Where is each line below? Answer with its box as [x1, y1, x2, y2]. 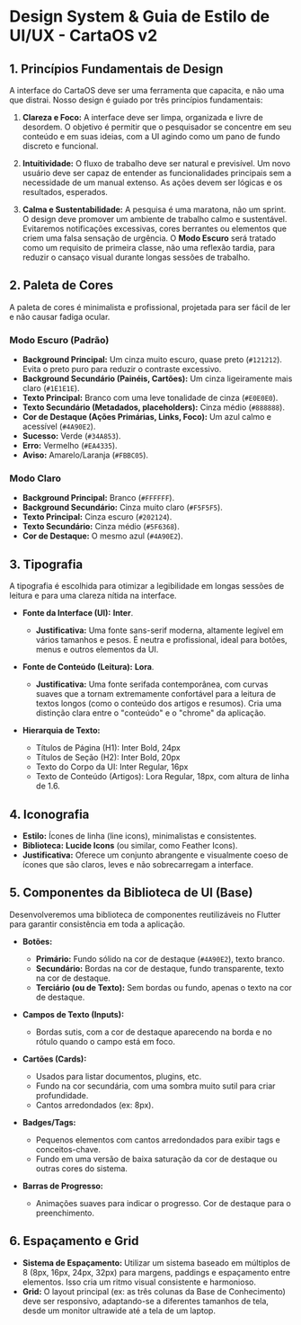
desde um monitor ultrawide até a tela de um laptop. [22, 1305, 216, 1316]
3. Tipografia [9, 556, 84, 572]
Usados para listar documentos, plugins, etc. [35, 1071, 202, 1081]
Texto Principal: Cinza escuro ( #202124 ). [22, 511, 173, 522]
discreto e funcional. [22, 141, 99, 151]
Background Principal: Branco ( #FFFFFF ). [22, 493, 175, 503]
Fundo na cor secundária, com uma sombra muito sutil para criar [35, 1080, 276, 1091]
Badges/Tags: [22, 1116, 76, 1127]
